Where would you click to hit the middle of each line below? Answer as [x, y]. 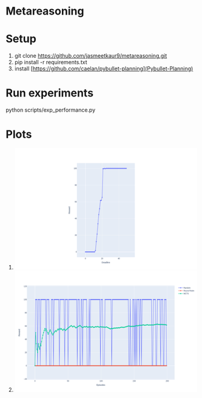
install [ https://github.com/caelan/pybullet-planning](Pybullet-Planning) [104, 69]
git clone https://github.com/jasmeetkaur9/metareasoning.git [91, 56]
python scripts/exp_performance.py [51, 110]
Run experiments [50, 93]
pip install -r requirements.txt [51, 62]
